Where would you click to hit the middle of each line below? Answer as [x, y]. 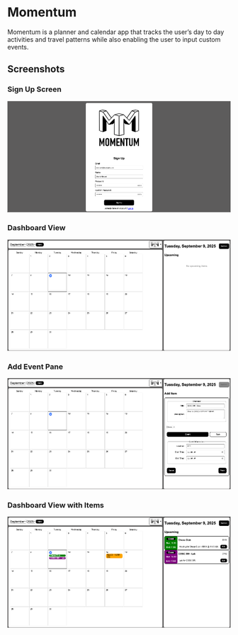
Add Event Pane [35, 367]
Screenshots [36, 69]
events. [18, 47]
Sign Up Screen [34, 89]
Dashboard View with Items [56, 505]
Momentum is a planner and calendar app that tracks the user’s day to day [116, 32]
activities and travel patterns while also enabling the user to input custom [114, 39]
